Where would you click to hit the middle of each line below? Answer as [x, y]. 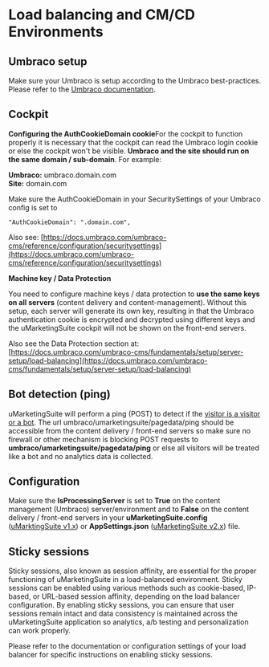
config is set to [33, 207]
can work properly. [39, 631]
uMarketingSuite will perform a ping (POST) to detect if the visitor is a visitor [134, 413]
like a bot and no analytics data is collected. [81, 456]
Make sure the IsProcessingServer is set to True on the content [114, 501]
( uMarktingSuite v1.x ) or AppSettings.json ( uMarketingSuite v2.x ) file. [124, 527]
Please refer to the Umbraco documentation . [82, 89]
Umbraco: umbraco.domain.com [63, 175]
